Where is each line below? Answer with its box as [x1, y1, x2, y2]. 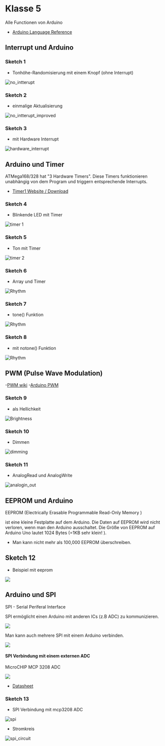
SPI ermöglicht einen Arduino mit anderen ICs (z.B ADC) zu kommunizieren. [5, 613, 159, 619]
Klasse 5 [5, 3, 41, 14]
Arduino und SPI [5, 591, 56, 599]
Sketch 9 [5, 395, 27, 402]
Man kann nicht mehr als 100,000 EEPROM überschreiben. [12, 540, 132, 545]
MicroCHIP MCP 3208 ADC [5, 664, 61, 670]
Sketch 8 [5, 334, 27, 340]
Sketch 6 [5, 267, 27, 274]
